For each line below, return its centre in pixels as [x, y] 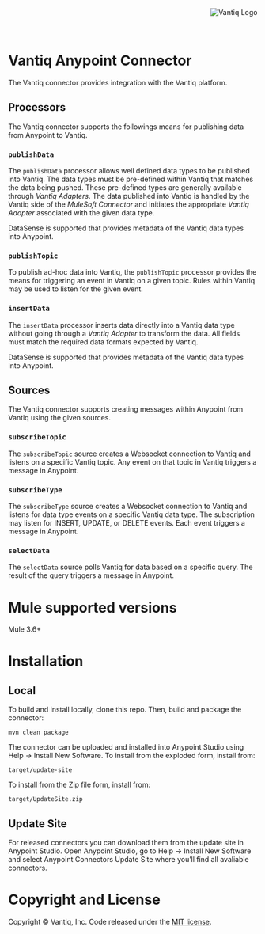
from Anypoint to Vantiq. [48, 135]
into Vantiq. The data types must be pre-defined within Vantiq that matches [131, 179]
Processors [37, 107]
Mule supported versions [93, 607]
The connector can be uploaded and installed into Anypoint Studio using [126, 747]
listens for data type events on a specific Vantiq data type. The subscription [132, 514]
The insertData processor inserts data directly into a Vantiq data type [121, 325]
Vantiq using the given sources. [59, 418]
